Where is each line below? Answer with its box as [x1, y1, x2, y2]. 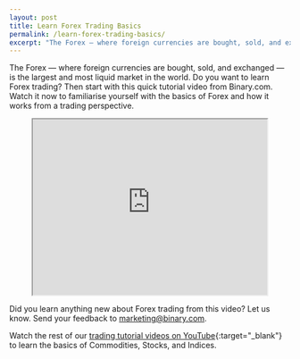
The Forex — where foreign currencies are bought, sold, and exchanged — [9, 63, 285, 73]
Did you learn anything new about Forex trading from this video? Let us [9, 304, 271, 314]
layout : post [9, 13, 58, 22]
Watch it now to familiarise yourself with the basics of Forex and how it [9, 91, 270, 102]
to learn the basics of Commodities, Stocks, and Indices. [9, 340, 217, 351]
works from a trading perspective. [9, 100, 135, 112]
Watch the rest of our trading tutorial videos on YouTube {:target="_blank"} [9, 330, 283, 341]
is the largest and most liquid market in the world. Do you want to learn [9, 72, 270, 83]
